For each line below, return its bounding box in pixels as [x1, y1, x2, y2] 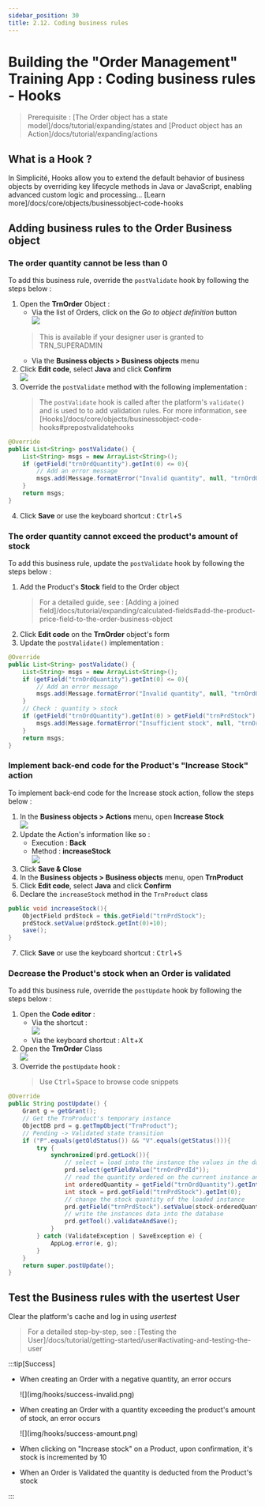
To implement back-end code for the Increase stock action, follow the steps [8, 788, 255, 797]
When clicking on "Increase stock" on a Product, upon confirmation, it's [19, 1444, 253, 1454]
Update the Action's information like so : [19, 829, 151, 838]
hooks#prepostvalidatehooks [39, 422, 135, 431]
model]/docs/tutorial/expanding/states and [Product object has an [27, 121, 243, 130]
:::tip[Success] [8, 1359, 56, 1369]
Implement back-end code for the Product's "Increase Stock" [8, 760, 248, 771]
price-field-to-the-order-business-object [39, 614, 174, 624]
